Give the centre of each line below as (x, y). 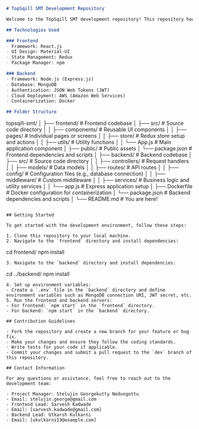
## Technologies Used (33, 30)
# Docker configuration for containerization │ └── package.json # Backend (98, 193)
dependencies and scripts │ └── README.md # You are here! (82, 199)
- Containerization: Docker (41, 101)
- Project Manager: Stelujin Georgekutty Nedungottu (73, 394)
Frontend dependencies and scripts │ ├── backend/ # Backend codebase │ (99, 155)
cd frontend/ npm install (36, 252)
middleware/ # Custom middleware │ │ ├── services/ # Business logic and (98, 180)
